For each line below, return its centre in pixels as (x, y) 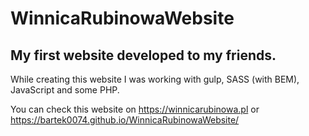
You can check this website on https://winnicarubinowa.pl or (135, 109)
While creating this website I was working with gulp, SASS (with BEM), (155, 79)
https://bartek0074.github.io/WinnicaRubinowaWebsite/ (125, 120)
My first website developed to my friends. (143, 55)
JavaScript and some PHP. (65, 90)
